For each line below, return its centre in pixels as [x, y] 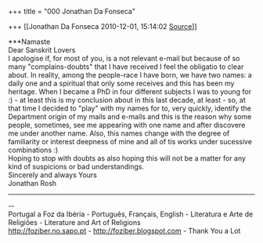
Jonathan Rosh [32, 183]
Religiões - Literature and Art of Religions [74, 222]
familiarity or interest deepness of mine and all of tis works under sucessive [130, 141]
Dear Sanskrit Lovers [42, 50]
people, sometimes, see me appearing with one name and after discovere [127, 125]
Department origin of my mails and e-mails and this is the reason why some [130, 116]
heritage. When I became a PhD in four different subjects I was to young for [130, 92]
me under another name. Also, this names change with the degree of [119, 133]
